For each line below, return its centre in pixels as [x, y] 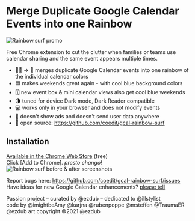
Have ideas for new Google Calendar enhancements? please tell [86, 187]
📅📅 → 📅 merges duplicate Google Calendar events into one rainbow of [102, 70]
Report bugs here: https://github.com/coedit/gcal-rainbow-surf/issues [93, 180]
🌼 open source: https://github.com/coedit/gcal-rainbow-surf [90, 123]
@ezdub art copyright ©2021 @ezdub [53, 211]
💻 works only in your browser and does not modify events [88, 107]
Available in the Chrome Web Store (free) [57, 156]
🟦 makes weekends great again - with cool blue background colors [99, 83]
